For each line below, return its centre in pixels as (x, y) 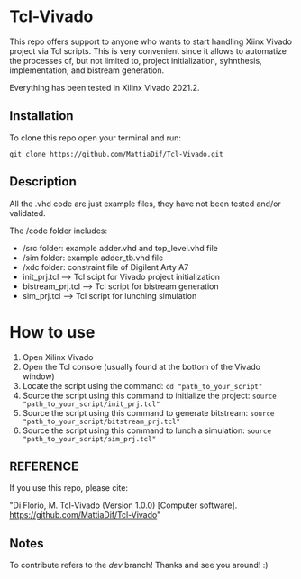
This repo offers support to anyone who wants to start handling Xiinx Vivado (151, 41)
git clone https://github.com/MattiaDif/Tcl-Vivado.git (116, 154)
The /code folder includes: (59, 231)
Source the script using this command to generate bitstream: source (148, 412)
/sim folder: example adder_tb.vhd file (93, 258)
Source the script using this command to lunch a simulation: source (147, 430)
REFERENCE (44, 466)
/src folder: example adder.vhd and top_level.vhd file (120, 248)
